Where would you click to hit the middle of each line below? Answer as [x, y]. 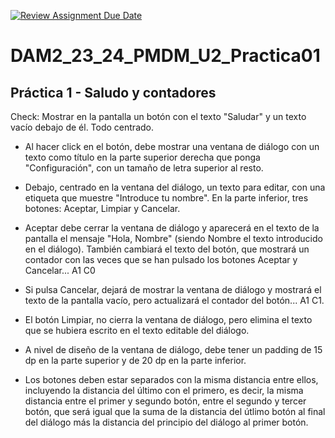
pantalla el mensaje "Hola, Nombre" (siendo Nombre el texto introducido [173, 238]
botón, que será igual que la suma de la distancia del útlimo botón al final [175, 411]
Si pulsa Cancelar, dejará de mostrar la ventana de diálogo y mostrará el [173, 289]
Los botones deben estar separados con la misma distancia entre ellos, [171, 379]
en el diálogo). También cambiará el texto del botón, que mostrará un [167, 249]
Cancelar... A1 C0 [60, 270]
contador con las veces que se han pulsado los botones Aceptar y [161, 259]
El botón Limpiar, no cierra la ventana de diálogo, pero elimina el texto [168, 319]
